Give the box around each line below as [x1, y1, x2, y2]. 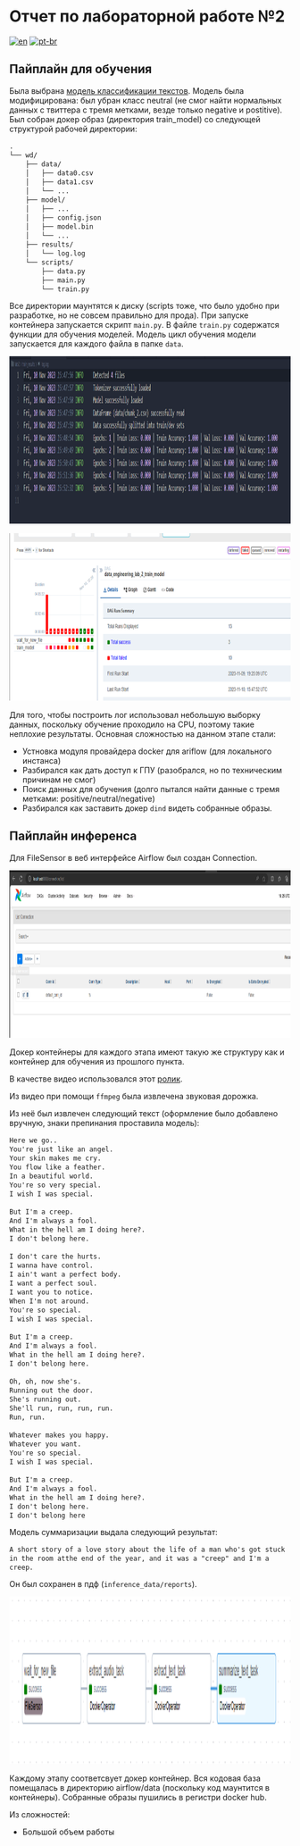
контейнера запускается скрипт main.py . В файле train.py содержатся [9, 319, 279, 330]
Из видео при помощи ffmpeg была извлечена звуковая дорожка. [9, 1090, 259, 1101]
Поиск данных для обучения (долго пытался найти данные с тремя [21, 783, 279, 794]
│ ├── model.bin [25, 221, 94, 231]
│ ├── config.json [25, 213, 102, 222]
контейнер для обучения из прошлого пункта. [9, 1056, 185, 1066]
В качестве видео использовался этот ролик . [9, 1073, 183, 1084]
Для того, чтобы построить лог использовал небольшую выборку [9, 709, 261, 720]
